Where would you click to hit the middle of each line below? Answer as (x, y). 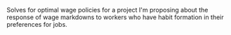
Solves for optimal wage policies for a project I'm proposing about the (107, 10)
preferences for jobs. (37, 24)
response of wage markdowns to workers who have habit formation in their (115, 17)
